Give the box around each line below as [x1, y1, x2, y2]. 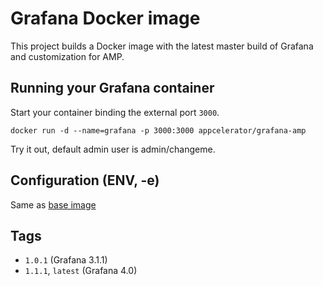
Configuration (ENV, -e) [10, 172, 160, 189]
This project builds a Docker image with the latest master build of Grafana [10, 40, 314, 52]
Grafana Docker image [10, 7, 201, 30]
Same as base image [10, 198, 97, 211]
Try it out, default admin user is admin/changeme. [10, 143, 216, 155]
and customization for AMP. [10, 50, 125, 62]
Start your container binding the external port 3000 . [10, 106, 220, 118]
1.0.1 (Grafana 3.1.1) [24, 254, 108, 266]
